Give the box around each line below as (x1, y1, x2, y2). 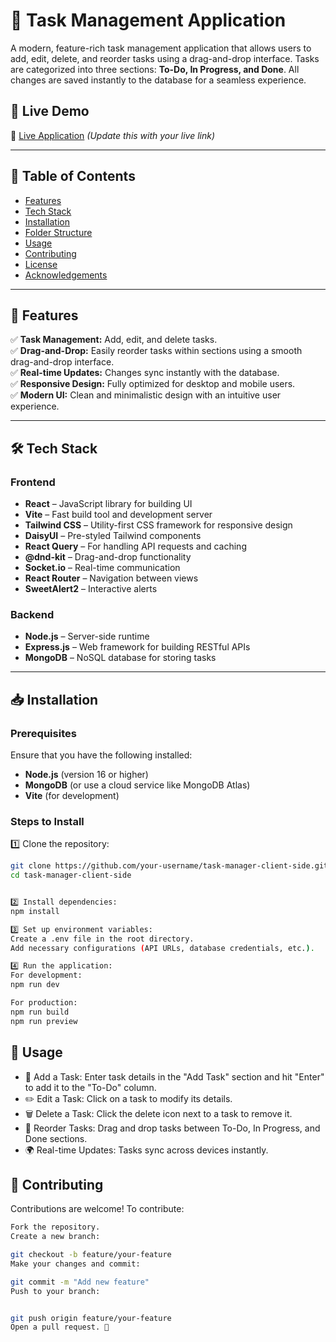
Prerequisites (10, 726, 77, 740)
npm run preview (10, 1016, 78, 1026)
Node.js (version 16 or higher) (24, 769, 149, 781)
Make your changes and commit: (10, 1259, 141, 1269)
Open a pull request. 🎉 (10, 1322, 110, 1333)
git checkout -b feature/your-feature (10, 1250, 172, 1260)
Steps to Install (10, 814, 85, 828)
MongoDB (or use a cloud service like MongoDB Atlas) (24, 779, 251, 791)
